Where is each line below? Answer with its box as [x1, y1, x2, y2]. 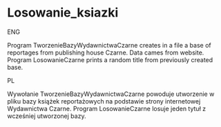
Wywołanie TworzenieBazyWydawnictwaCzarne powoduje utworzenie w [7, 90, 215, 98]
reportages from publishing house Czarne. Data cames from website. [7, 48, 204, 57]
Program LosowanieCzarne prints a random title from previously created [7, 55, 213, 63]
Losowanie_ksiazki [7, 5, 119, 21]
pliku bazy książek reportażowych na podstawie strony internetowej [7, 97, 201, 105]
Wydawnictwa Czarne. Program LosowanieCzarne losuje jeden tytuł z [7, 104, 206, 113]
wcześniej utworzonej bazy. [7, 112, 86, 120]
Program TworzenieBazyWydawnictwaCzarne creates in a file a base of [7, 41, 212, 49]
